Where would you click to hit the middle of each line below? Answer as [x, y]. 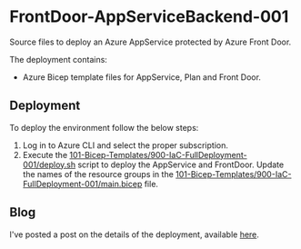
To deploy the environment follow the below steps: [104, 127]
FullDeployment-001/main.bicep [82, 184]
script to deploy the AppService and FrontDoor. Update [181, 164]
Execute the [45, 154]
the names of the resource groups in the [98, 174]
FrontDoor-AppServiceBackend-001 [149, 17]
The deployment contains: [58, 59]
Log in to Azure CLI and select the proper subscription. [125, 145]
